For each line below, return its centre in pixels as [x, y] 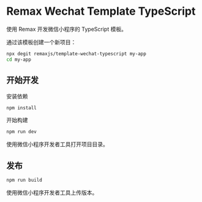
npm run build [24, 180]
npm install [21, 108]
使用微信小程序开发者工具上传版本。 [52, 192]
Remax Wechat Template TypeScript [101, 11]
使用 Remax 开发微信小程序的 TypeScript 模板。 [67, 29]
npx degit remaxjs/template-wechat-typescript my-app [77, 53]
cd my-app [19, 60]
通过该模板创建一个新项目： [41, 42]
